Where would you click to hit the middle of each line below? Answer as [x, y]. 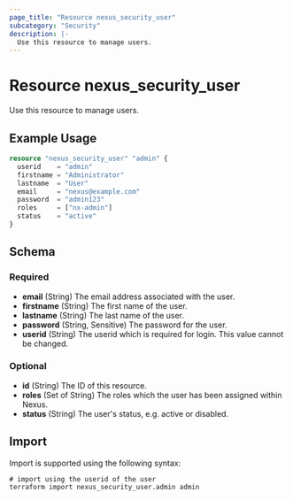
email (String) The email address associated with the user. [128, 296]
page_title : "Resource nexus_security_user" [93, 17]
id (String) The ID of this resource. [85, 385]
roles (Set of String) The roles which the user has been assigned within [152, 395]
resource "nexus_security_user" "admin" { [89, 158]
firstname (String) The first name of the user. [104, 305]
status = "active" [57, 216]
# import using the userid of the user [83, 479]
